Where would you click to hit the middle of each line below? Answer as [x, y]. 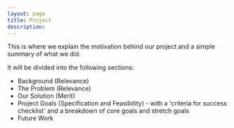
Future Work [35, 118]
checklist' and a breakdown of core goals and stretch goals [103, 111]
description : [26, 27]
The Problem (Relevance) [54, 89]
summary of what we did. [44, 54]
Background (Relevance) [53, 81]
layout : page [26, 14]
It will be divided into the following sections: [71, 68]
